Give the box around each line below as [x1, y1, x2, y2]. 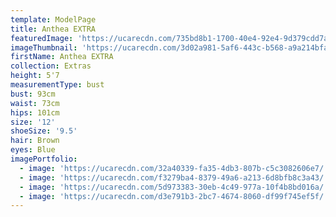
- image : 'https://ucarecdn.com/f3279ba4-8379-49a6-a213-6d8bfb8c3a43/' [19, 172, 329, 183]
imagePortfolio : [10, 154, 78, 164]
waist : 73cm [10, 98, 60, 108]
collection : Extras [10, 61, 92, 71]
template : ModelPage [10, 14, 97, 25]
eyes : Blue [10, 145, 56, 155]
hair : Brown [10, 136, 60, 146]
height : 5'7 [10, 71, 60, 81]
